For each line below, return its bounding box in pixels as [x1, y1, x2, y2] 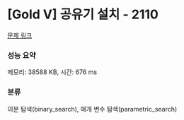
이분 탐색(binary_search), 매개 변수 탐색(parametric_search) [7, 104, 178, 113]
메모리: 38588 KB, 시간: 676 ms [7, 68, 98, 76]
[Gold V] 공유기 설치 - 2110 [7, 6, 159, 23]
